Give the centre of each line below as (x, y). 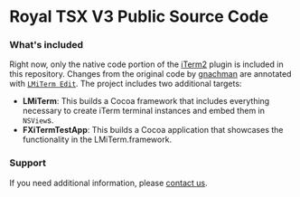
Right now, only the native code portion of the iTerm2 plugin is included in (146, 64)
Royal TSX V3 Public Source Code (139, 17)
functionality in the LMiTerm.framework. (97, 140)
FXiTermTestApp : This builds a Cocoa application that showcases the (153, 130)
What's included (47, 45)
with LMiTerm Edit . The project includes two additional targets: (126, 84)
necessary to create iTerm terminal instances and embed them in (143, 111)
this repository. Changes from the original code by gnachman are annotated (150, 74)
